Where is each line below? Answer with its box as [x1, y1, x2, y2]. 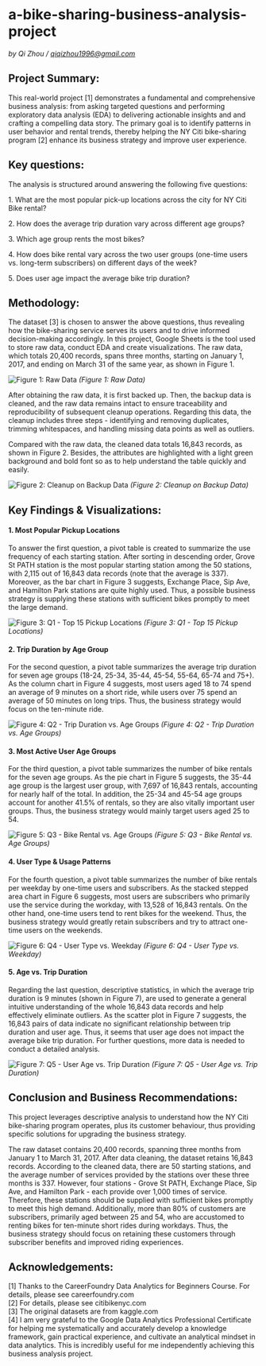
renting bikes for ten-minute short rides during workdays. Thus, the [8, 1220, 229, 1230]
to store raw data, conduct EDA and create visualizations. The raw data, [8, 343, 243, 352]
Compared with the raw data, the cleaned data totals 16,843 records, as [8, 440, 243, 449]
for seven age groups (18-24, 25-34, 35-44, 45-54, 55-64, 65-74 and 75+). [8, 670, 255, 681]
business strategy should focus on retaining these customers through [8, 1228, 236, 1238]
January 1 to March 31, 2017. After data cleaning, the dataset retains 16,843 [8, 1153, 253, 1162]
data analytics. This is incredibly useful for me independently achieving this [8, 1341, 255, 1350]
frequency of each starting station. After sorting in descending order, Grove [8, 551, 256, 561]
